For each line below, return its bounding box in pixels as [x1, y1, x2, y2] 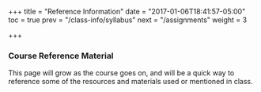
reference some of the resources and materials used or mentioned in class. [8, 77, 253, 86]
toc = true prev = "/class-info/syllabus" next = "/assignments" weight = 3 [8, 15, 248, 25]
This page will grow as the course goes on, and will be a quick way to [8, 68, 235, 78]
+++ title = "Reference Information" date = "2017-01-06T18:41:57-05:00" [8, 7, 246, 16]
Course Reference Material [8, 50, 114, 61]
